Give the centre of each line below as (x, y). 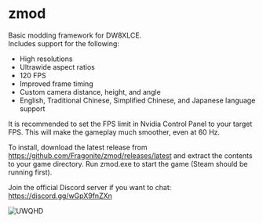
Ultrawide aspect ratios (57, 67)
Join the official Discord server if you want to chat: (90, 187)
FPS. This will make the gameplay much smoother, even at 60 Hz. (114, 132)
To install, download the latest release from (78, 147)
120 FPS (33, 75)
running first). (30, 172)
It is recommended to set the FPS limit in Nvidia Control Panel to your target (130, 124)
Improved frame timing (56, 84)
